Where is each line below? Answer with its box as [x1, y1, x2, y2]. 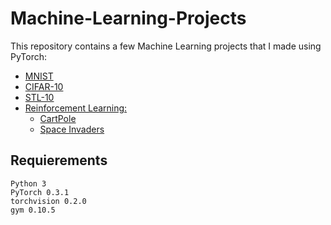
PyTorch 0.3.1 [10, 187, 70, 197]
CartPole [39, 112, 77, 124]
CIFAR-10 [24, 80, 64, 92]
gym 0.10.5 [10, 205, 56, 215]
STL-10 [24, 91, 55, 103]
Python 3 [10, 178, 47, 189]
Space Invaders [39, 123, 105, 135]
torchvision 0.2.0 [10, 196, 87, 206]
